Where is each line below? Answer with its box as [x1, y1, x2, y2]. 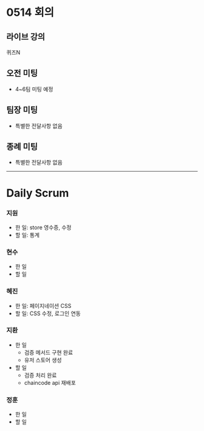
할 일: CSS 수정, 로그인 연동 [15, 310, 81, 317]
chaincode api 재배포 [24, 379, 76, 386]
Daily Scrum [6, 186, 69, 200]
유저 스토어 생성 [24, 356, 62, 364]
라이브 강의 [6, 32, 46, 42]
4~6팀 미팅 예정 [15, 85, 53, 93]
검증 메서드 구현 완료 [24, 349, 73, 356]
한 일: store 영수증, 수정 [15, 224, 72, 231]
